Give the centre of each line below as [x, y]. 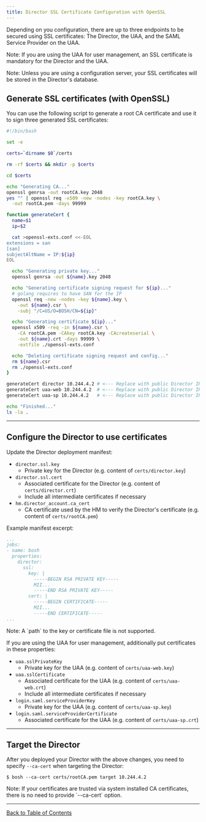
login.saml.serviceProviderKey [55, 700]
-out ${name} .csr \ [42, 305]
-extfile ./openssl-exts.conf [56, 344]
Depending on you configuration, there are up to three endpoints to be [95, 29]
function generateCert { [38, 215]
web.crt [34, 688]
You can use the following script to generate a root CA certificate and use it [101, 114]
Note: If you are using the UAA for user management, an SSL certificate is [100, 54]
